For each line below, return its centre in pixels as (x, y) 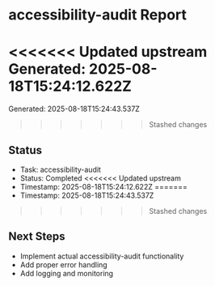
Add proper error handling (63, 264)
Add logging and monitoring (67, 273)
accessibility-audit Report (98, 15)
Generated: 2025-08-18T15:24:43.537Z (74, 109)
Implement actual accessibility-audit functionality (102, 256)
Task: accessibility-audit (60, 169)
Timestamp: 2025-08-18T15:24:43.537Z (87, 195)
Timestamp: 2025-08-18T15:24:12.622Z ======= (104, 186)
